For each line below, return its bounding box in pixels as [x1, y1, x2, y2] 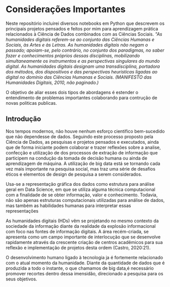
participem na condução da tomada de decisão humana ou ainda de [6, 155, 148, 161]
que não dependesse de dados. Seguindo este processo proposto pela [6, 133, 153, 140]
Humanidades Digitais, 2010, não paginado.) [6, 79, 99, 86]
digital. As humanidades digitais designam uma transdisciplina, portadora [6, 63, 160, 69]
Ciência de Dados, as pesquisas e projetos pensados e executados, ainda [6, 139, 159, 145]
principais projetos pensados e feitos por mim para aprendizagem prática [6, 25, 158, 31]
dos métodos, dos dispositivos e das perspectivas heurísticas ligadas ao [6, 68, 158, 74]
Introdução [6, 115, 41, 124]
